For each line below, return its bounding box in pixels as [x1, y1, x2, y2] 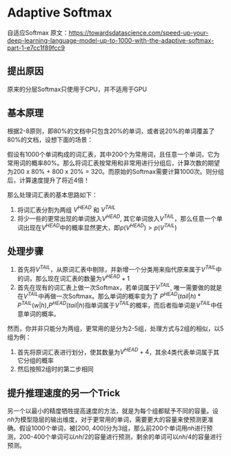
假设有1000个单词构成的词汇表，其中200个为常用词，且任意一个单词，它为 [7, 150, 220, 158]
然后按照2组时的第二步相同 [17, 365, 94, 373]
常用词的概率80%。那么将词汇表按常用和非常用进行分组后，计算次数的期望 [7, 159, 221, 167]
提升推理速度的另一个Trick [7, 387, 121, 399]
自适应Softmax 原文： [7, 28, 69, 37]
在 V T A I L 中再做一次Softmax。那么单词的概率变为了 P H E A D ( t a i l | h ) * [17, 291, 201, 300]
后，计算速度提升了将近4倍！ [7, 176, 90, 184]
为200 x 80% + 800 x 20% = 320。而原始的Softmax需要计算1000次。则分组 [7, 167, 224, 175]
